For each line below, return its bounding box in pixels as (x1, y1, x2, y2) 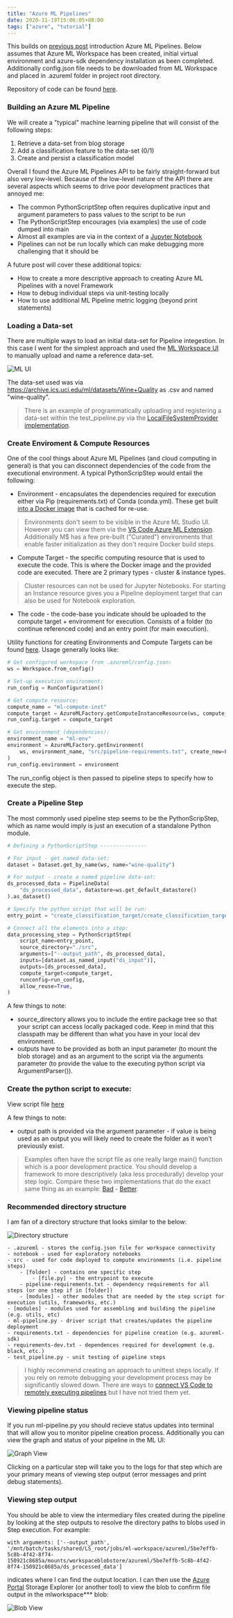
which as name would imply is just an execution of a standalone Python (7, 821, 212, 829)
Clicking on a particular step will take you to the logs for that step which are (7, 1463, 223, 1472)
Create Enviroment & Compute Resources (7, 438, 150, 448)
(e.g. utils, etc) (7, 1311, 60, 1318)
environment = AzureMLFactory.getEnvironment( (7, 742, 144, 749)
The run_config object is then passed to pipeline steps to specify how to (7, 773, 214, 782)
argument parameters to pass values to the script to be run (17, 210, 186, 219)
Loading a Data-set (7, 321, 73, 330)
